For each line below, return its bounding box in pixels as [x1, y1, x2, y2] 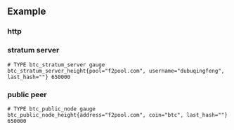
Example [7, 6, 46, 17]
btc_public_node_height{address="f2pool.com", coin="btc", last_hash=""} [7, 111, 228, 118]
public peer [7, 89, 47, 99]
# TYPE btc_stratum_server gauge [7, 61, 105, 68]
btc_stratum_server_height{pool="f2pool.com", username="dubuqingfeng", [7, 67, 225, 74]
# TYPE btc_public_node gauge [7, 105, 96, 113]
